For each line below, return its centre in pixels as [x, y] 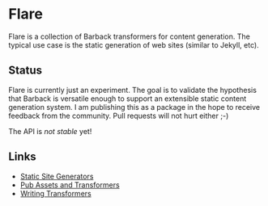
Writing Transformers [55, 193]
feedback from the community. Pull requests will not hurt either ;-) [119, 116]
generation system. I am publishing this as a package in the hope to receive [134, 107]
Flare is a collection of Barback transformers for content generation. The [130, 36]
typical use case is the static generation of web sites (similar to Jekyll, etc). [134, 44]
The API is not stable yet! [50, 131]
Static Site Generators [57, 176]
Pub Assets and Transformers [70, 185]
